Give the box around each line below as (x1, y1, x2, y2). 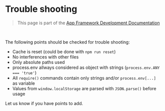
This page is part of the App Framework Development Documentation (17, 20, 160, 26)
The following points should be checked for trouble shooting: (5, 39, 130, 45)
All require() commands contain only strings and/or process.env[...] (12, 75, 157, 81)
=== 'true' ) (12, 69, 37, 75)
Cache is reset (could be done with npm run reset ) (12, 49, 116, 55)
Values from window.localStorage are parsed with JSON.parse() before (12, 85, 157, 91)
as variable (12, 80, 35, 86)
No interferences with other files (12, 54, 79, 60)
